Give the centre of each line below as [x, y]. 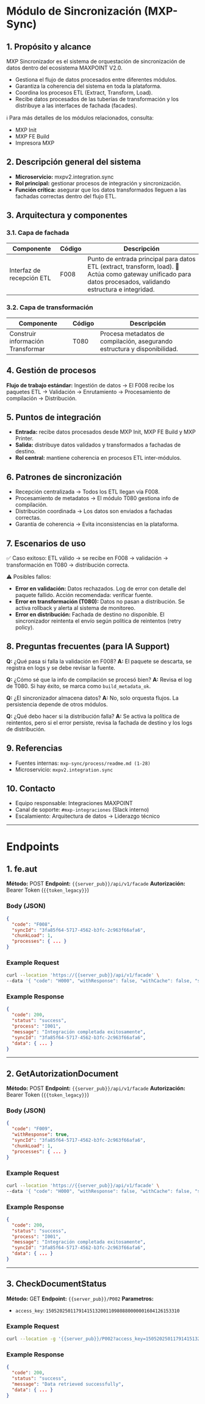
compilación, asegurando [136, 341]
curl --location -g [31, 1339]
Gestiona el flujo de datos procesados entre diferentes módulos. [96, 80]
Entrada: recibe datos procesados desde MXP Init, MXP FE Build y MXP [106, 432]
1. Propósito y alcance [49, 47]
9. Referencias [34, 748]
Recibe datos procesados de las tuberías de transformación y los [97, 99]
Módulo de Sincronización [74, 11]
